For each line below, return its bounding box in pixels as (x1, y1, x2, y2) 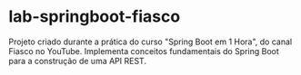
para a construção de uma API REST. (8, 55, 147, 66)
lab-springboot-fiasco (8, 6, 181, 27)
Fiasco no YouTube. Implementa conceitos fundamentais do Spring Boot (8, 45, 279, 56)
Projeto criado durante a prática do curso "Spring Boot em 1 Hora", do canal (8, 36, 293, 47)
